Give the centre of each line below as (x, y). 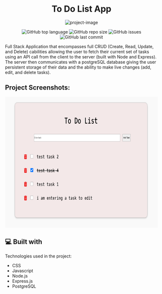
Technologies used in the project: (38, 256)
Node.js (20, 276)
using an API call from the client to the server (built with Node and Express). (81, 56)
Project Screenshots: (38, 88)
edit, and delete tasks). (28, 72)
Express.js (22, 281)
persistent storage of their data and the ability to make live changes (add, (78, 67)
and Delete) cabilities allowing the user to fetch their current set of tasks (77, 52)
